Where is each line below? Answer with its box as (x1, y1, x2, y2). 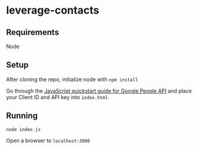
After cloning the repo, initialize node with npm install (6, 75, 138, 83)
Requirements (6, 27, 59, 37)
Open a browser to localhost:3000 (6, 137, 90, 144)
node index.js (6, 126, 41, 132)
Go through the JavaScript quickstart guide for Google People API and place (6, 87, 192, 94)
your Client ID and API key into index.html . (6, 93, 110, 101)
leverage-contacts (6, 4, 99, 17)
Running (6, 111, 38, 121)
